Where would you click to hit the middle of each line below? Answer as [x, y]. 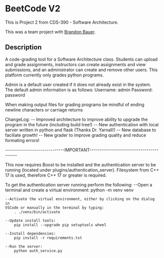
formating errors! [22, 140]
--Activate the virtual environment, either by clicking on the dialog [80, 199]
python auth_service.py [38, 251]
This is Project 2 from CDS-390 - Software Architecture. [62, 22]
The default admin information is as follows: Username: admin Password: [79, 90]
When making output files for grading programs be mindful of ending [75, 105]
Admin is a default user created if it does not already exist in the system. [78, 84]
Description [23, 47]
